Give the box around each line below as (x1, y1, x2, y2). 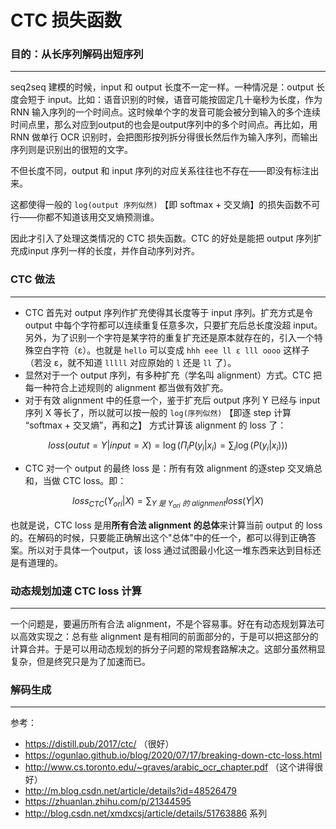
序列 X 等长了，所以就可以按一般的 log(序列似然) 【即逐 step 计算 (24, 406, 292, 418)
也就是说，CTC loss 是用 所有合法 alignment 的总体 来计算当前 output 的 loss (10, 519, 323, 531)
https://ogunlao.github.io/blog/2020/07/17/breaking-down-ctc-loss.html (24, 749, 323, 761)
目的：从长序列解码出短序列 (10, 47, 144, 61)
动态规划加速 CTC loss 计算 (10, 584, 142, 598)
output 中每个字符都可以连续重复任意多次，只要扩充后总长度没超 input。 (24, 319, 323, 331)
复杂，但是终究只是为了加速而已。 (10, 656, 151, 667)
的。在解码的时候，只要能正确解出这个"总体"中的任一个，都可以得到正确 (10, 531, 308, 543)
